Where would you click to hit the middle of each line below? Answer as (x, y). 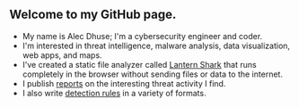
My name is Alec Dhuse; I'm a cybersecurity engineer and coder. (142, 36)
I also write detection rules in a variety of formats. (114, 93)
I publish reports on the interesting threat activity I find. (124, 83)
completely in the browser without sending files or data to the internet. (152, 74)
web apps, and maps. (62, 55)
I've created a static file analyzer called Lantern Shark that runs (140, 64)
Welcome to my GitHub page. (93, 15)
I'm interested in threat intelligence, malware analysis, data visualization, (156, 45)
